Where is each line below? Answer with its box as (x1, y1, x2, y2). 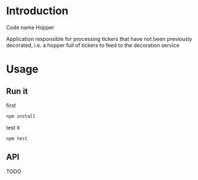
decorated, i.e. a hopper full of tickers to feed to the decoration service (6, 42, 180, 49)
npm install (6, 113, 36, 119)
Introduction (6, 4, 69, 18)
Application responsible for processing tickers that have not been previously (6, 35, 193, 42)
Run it (6, 86, 28, 96)
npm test (6, 135, 28, 141)
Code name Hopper (6, 24, 55, 31)
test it (6, 124, 20, 131)
